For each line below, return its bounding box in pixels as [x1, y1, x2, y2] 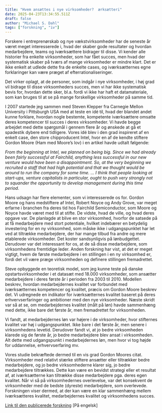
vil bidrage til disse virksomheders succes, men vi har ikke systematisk [5, 84, 147, 90]
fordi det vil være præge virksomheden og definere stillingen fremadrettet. [5, 257, 153, 263]
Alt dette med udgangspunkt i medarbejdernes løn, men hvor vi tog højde [5, 337, 151, 343]
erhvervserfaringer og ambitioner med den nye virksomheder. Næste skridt [5, 297, 155, 303]
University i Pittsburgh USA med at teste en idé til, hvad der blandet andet [5, 109, 152, 115]
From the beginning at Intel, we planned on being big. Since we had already [5, 149, 156, 155]
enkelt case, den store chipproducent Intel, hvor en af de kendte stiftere [5, 134, 148, 141]
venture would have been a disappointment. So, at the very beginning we [5, 160, 151, 165]
